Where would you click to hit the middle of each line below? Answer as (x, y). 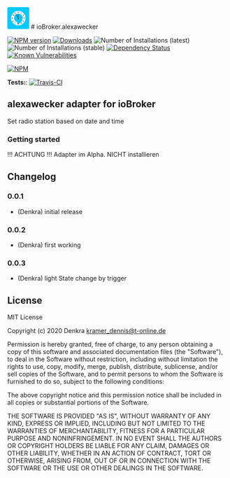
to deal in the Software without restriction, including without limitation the (113, 359)
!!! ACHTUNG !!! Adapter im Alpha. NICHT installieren (83, 155)
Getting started (34, 139)
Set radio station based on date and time (66, 121)
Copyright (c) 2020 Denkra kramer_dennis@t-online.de (87, 331)
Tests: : (17, 82)
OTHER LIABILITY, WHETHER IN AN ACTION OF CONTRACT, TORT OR (109, 454)
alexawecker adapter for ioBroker (81, 104)
